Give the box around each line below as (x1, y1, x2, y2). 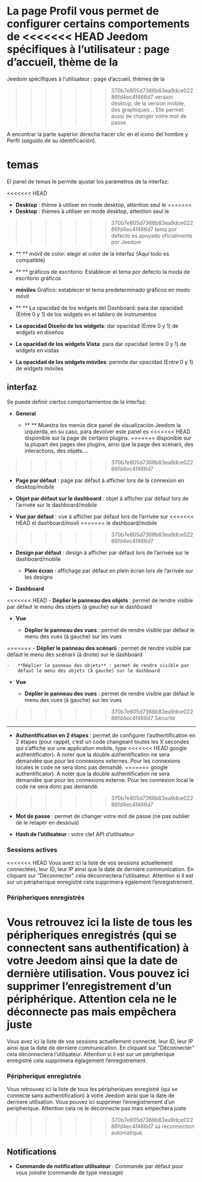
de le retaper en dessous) (15, 819, 80, 826)
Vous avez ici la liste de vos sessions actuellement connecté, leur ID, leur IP (7, 1038, 194, 1045)
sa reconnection (154, 1123, 195, 1130)
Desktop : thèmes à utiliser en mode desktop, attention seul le (15, 208, 170, 215)
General (15, 410, 37, 417)
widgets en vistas (15, 346, 59, 354)
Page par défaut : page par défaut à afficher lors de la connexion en (15, 476, 185, 484)
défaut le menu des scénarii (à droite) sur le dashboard (7, 651, 143, 658)
